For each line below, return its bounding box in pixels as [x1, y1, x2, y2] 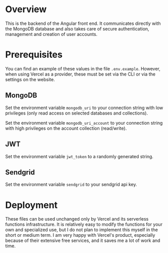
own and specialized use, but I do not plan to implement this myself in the [5, 227, 158, 233]
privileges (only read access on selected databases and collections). [5, 110, 148, 116]
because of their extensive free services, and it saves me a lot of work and [5, 237, 160, 244]
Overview [5, 4, 47, 15]
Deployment [5, 199, 58, 211]
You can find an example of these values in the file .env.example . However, [5, 65, 160, 71]
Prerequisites [5, 49, 63, 60]
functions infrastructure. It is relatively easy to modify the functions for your [5, 222, 163, 228]
